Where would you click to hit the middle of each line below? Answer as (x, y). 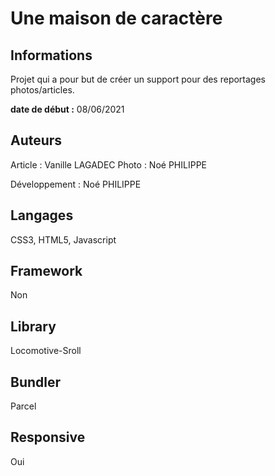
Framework (46, 271)
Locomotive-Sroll (46, 351)
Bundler (36, 382)
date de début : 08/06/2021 (67, 109)
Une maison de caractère (116, 18)
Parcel (23, 406)
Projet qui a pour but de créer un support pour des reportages (138, 79)
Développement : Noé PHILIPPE (76, 184)
